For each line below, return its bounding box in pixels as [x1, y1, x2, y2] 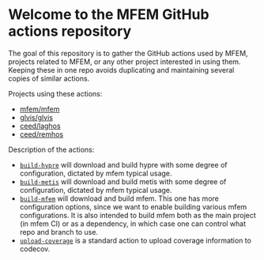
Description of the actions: [8, 145, 95, 154]
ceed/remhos [19, 129, 64, 139]
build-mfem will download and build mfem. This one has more [19, 194, 219, 203]
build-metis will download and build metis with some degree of [19, 176, 227, 187]
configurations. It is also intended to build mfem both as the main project [19, 210, 257, 220]
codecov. [19, 243, 51, 254]
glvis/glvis [19, 112, 54, 122]
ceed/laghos [19, 121, 61, 130]
